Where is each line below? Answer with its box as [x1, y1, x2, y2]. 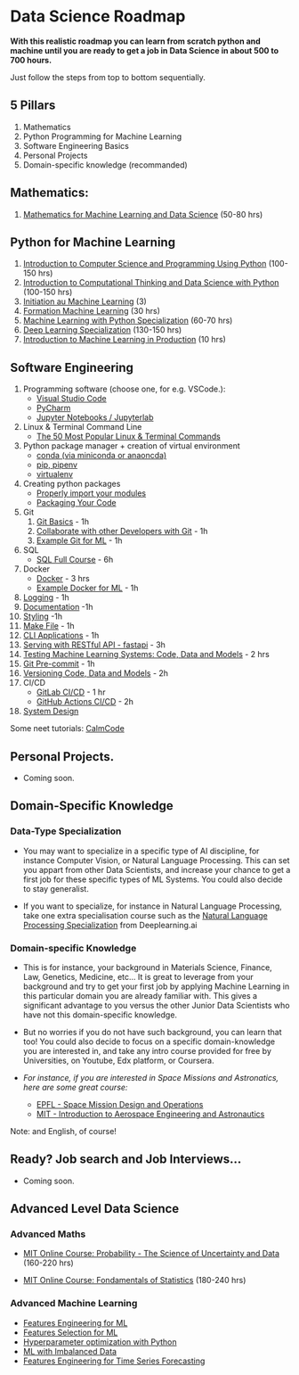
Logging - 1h [22, 592, 69, 603]
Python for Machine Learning [10, 235, 176, 250]
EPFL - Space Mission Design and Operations [36, 1099, 204, 1109]
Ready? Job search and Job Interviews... [10, 1152, 242, 1167]
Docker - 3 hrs [36, 573, 90, 584]
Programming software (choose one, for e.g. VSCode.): [22, 383, 226, 394]
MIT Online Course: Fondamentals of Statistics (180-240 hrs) [22, 1275, 246, 1286]
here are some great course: [22, 1082, 128, 1092]
